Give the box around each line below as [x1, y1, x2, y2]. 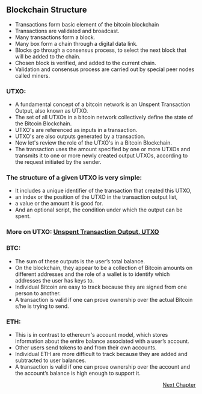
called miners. [14, 72, 50, 79]
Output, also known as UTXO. [14, 107, 88, 114]
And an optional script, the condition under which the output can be [14, 206, 183, 213]
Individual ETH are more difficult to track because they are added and [14, 350, 188, 357]
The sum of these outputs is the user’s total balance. [14, 257, 145, 264]
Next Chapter [162, 381, 196, 388]
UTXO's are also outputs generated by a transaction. [14, 133, 145, 140]
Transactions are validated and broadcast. [14, 27, 120, 34]
